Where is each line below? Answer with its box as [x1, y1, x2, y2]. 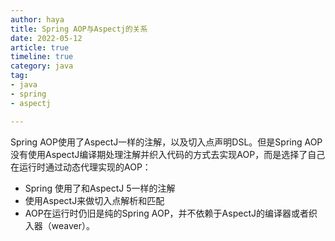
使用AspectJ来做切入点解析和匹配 [24, 194, 165, 206]
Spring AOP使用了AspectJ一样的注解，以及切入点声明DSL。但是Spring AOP [10, 136, 323, 148]
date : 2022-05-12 [10, 33, 83, 43]
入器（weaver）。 [24, 219, 95, 231]
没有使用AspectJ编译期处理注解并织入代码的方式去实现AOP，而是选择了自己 [10, 148, 326, 160]
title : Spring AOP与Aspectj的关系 [10, 24, 148, 34]
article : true [10, 42, 70, 53]
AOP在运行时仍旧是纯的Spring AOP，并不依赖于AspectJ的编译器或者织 [24, 207, 318, 219]
